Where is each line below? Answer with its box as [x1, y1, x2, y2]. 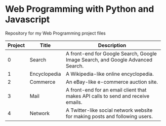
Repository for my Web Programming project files [5, 30, 106, 36]
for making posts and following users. [66, 113, 153, 120]
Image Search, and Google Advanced [66, 56, 153, 63]
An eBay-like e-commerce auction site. [66, 78, 158, 85]
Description [98, 42, 126, 49]
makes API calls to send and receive [66, 93, 150, 99]
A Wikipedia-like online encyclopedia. [66, 70, 154, 77]
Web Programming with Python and [5, 3, 154, 15]
